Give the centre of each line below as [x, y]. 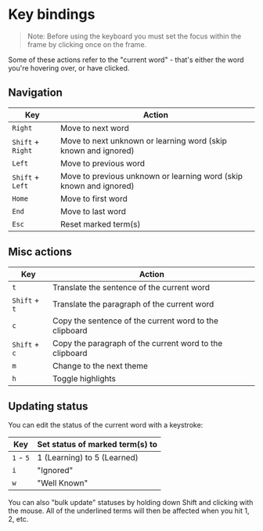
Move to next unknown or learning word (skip [143, 140]
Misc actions [40, 252]
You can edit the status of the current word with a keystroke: [106, 425]
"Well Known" [63, 483]
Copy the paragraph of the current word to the [137, 343]
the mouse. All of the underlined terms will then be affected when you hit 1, [129, 511]
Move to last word [93, 211]
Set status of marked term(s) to [97, 445]
